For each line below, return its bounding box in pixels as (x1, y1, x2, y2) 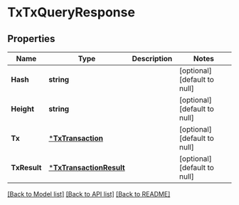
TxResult (11, 163, 42, 172)
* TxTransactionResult (48, 163, 126, 172)
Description (132, 54, 173, 63)
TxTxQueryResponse (7, 4, 135, 21)
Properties (7, 33, 55, 45)
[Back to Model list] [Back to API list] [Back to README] (7, 190, 171, 198)
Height (11, 104, 34, 114)
